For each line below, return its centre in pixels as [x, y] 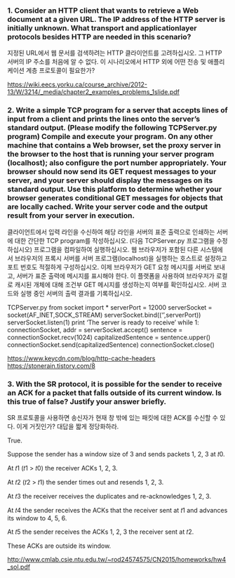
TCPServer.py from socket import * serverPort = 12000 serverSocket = [110, 307]
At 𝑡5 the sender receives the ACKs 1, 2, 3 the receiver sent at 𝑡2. [101, 532]
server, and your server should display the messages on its [110, 180]
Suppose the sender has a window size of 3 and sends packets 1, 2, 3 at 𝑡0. [116, 454]
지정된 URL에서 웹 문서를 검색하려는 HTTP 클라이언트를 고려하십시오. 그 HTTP [115, 53]
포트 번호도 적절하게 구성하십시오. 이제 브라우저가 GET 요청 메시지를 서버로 [110, 267]
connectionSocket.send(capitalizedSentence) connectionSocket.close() [111, 344]
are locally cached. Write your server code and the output [108, 207]
